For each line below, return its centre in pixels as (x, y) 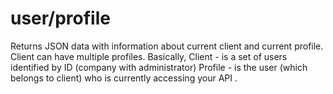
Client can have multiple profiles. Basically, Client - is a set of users (149, 56)
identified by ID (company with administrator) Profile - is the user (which (159, 67)
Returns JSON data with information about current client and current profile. (167, 46)
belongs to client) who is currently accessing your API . (124, 78)
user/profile (60, 18)
